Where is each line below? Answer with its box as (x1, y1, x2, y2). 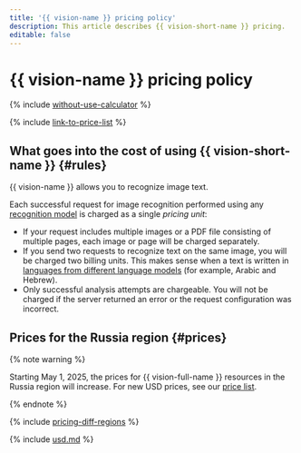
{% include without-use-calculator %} (9, 99, 151, 110)
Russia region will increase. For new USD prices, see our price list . (9, 380, 257, 391)
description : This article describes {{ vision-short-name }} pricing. (9, 22, 286, 31)
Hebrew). (22, 274, 58, 286)
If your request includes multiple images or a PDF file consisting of (22, 226, 272, 237)
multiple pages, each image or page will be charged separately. (22, 236, 260, 247)
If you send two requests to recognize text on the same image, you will (22, 246, 287, 257)
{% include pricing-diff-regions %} (9, 416, 140, 427)
